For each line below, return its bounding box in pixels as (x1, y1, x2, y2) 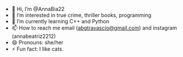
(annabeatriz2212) (11, 33, 56, 40)
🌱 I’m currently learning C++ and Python (11, 18, 110, 24)
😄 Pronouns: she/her (11, 39, 63, 46)
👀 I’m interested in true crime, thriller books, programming (11, 12, 151, 19)
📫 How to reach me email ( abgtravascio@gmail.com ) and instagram (11, 24, 177, 31)
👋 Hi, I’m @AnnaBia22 (11, 6, 65, 12)
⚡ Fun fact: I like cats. (11, 45, 64, 52)
